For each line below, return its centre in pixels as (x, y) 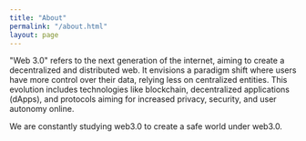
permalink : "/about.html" (58, 26)
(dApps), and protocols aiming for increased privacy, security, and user (143, 99)
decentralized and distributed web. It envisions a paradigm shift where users (153, 70)
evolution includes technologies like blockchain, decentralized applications (149, 90)
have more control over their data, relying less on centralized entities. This (148, 80)
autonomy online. (42, 109)
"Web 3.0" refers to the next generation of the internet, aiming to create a (147, 61)
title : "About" (38, 18)
